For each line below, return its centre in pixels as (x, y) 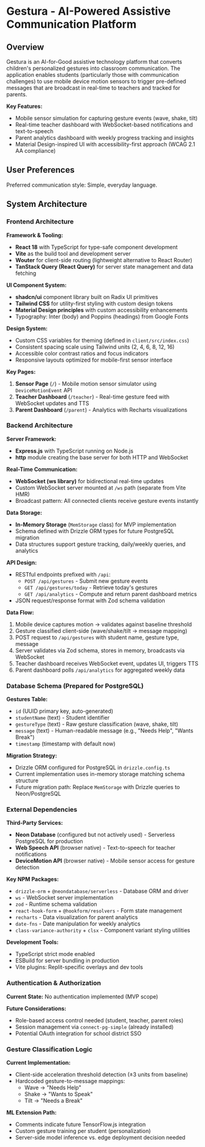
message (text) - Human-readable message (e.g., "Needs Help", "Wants (104, 731)
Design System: (27, 328)
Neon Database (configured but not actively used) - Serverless (95, 835)
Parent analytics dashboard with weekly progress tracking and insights (105, 138)
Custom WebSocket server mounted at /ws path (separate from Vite (100, 488)
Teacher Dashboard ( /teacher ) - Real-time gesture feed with (92, 397)
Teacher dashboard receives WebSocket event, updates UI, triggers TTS (107, 663)
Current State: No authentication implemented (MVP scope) (82, 997)
